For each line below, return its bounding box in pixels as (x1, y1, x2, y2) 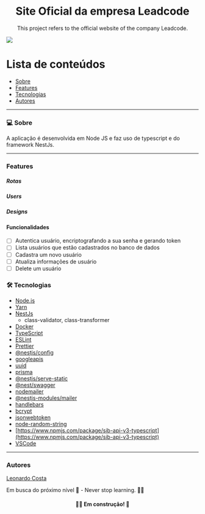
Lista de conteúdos (6, 57, 106, 72)
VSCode (15, 440, 37, 447)
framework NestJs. (6, 141, 55, 149)
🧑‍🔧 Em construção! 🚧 (75, 500, 130, 508)
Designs (6, 208, 28, 215)
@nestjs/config (15, 349, 54, 356)
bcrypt (15, 408, 32, 415)
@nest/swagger (15, 381, 56, 389)
